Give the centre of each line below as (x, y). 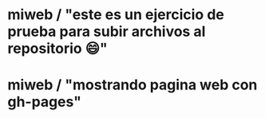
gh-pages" (44, 102)
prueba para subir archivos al (107, 31)
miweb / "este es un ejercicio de (116, 15)
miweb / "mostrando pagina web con (132, 85)
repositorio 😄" (58, 49)
